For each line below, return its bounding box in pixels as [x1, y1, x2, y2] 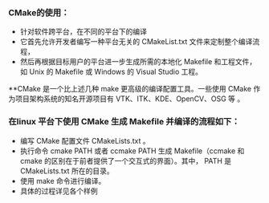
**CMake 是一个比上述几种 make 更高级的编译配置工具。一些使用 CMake [8, 84, 251, 94]
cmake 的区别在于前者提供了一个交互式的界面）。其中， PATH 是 [19, 156, 232, 165]
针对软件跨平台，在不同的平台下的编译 [19, 26, 147, 37]
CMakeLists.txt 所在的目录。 [19, 166, 114, 176]
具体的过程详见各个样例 [19, 186, 98, 196]
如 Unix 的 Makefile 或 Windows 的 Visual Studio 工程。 [19, 67, 203, 77]
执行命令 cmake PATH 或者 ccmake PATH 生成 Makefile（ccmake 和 [19, 146, 245, 156]
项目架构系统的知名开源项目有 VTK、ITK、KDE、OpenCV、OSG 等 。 [14, 94, 245, 104]
